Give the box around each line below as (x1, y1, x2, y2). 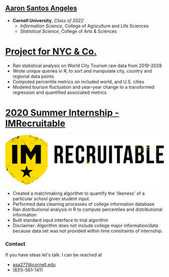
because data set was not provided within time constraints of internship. (12, 228, 163, 234)
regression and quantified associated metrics (12, 89, 107, 95)
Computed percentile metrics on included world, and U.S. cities (12, 78, 145, 85)
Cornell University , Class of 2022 (12, 17, 84, 23)
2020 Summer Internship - (5, 107, 120, 118)
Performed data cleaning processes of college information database (12, 201, 155, 207)
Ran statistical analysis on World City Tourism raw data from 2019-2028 (12, 63, 162, 69)
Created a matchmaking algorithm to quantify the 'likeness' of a (12, 190, 145, 196)
